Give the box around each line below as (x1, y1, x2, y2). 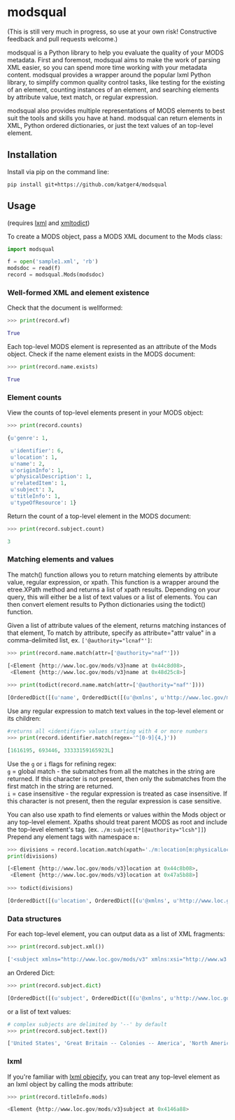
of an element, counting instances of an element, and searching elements (7, 85, 220, 94)
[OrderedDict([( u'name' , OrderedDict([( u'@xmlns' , (7, 694, 158, 701)
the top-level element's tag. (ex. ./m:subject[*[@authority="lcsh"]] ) (7, 825, 206, 833)
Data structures (7, 914, 62, 924)
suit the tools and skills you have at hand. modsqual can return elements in (7, 113, 222, 122)
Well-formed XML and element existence (7, 287, 150, 297)
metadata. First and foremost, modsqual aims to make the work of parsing (7, 55, 220, 64)
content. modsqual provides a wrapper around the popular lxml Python (7, 71, 211, 79)
